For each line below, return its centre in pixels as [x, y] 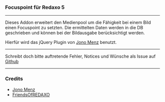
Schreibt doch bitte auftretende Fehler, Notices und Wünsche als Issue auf [80, 56]
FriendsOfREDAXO [31, 95]
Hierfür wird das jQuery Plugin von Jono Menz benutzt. [61, 42]
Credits [14, 79]
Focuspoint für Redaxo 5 [35, 7]
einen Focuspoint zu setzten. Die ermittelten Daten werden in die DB [74, 28]
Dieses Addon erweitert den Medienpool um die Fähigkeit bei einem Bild [78, 22]
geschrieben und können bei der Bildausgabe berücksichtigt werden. [75, 33]
